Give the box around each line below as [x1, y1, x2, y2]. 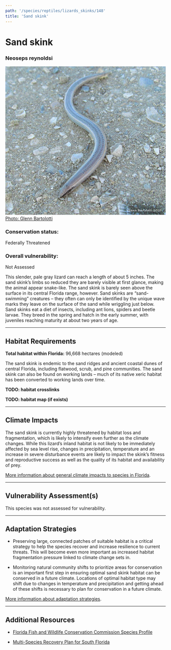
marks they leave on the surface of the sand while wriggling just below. [5, 301, 155, 307]
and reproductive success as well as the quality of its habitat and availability [5, 456, 165, 463]
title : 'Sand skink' [5, 13, 49, 19]
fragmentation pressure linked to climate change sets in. [12, 555, 131, 561]
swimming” [5, 296, 29, 302]
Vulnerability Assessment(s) [5, 492, 98, 500]
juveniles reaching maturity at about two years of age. [5, 317, 119, 324]
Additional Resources [5, 615, 75, 624]
